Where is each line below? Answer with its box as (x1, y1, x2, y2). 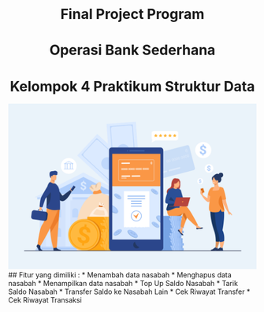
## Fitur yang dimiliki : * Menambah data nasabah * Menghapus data (8, 269, 232, 280)
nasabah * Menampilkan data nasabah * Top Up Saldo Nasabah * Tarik (8, 278, 239, 288)
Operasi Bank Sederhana (49, 41, 216, 59)
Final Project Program (60, 6, 205, 24)
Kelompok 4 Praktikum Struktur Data (9, 77, 255, 95)
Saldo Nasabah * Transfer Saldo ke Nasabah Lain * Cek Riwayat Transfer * (8, 287, 251, 296)
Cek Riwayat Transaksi (8, 295, 83, 304)
